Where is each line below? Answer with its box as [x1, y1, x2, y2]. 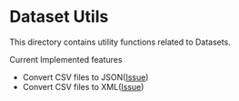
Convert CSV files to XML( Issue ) [22, 81, 144, 92]
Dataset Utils [9, 6, 109, 27]
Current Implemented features [9, 54, 123, 65]
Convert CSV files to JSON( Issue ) [22, 71, 149, 83]
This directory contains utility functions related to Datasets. [9, 36, 232, 47]
